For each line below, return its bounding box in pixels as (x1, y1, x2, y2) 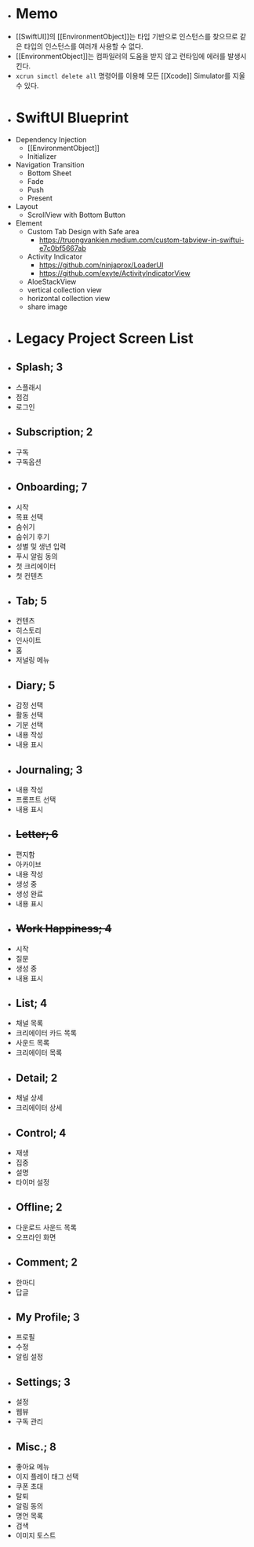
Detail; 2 (15, 1071, 58, 1085)
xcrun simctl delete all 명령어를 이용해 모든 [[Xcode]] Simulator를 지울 (15, 71, 245, 80)
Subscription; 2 (15, 425, 93, 439)
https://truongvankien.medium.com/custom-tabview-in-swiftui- (38, 235, 245, 244)
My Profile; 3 (15, 1310, 80, 1325)
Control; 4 (15, 1126, 67, 1140)
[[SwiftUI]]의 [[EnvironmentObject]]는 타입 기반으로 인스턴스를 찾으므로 (15, 31, 238, 41)
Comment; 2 (15, 1255, 78, 1270)
